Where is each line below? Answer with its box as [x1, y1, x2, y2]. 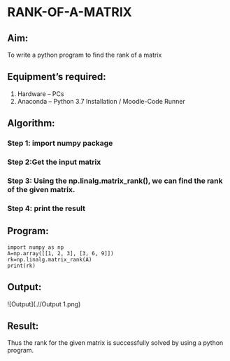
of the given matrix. [7, 184, 76, 194]
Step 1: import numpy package [7, 138, 113, 148]
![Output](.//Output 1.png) [7, 299, 81, 308]
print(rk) [7, 262, 36, 269]
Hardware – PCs [17, 89, 64, 98]
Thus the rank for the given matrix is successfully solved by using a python [7, 339, 224, 347]
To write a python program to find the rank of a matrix [7, 50, 162, 59]
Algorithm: [7, 117, 55, 130]
